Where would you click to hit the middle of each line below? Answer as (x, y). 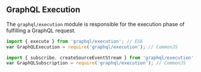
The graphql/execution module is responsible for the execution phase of (95, 24)
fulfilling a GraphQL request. (41, 30)
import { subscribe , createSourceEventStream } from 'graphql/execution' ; (101, 58)
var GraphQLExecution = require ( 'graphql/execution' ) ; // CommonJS (92, 47)
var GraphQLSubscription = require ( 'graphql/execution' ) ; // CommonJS (96, 63)
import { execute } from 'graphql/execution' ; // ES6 (75, 41)
